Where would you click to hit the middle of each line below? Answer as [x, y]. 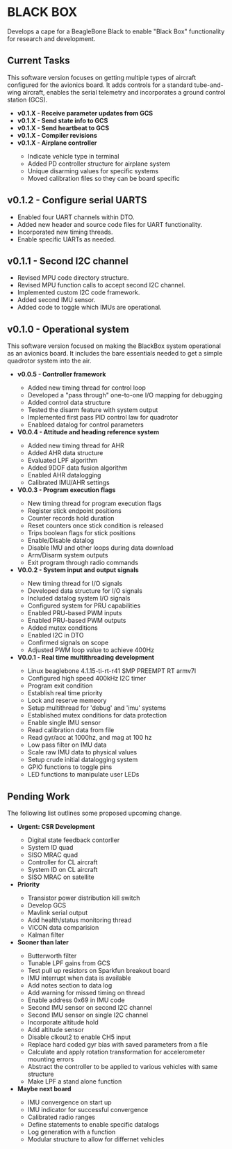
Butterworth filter [52, 956]
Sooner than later [43, 942]
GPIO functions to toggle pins [70, 767]
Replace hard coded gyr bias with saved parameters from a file [118, 1044]
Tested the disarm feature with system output [93, 410]
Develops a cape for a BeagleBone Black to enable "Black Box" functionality [116, 31]
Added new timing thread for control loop [86, 388]
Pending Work [39, 797]
